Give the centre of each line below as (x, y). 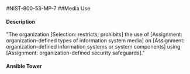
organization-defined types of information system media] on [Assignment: (96, 40)
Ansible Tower (24, 66)
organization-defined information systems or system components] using (93, 47)
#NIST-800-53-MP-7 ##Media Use (48, 8)
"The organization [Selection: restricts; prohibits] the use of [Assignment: (94, 35)
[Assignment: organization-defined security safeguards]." (75, 53)
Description (21, 21)
